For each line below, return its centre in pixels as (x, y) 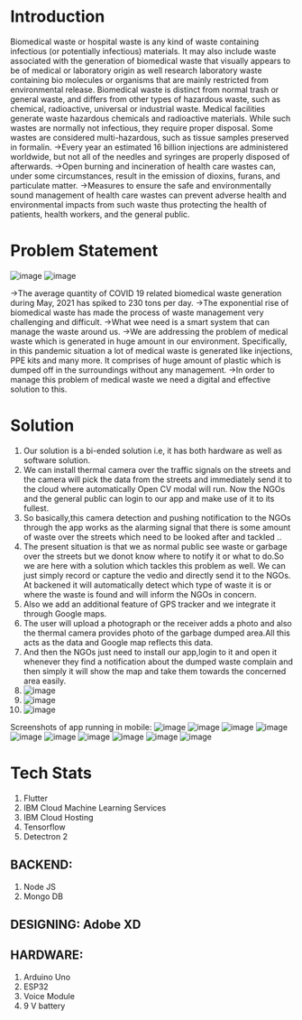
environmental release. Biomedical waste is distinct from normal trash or (145, 89)
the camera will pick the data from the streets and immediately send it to (157, 479)
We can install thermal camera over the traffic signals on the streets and (157, 469)
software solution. (57, 460)
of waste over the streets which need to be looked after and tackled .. (152, 537)
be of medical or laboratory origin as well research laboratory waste (136, 70)
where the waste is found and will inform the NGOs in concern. (140, 594)
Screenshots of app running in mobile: (81, 727)
